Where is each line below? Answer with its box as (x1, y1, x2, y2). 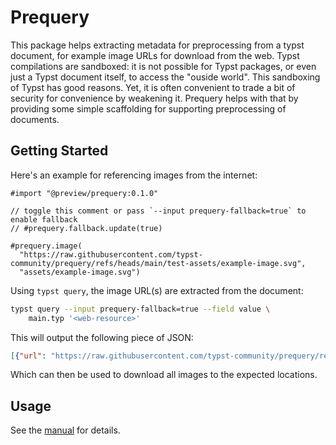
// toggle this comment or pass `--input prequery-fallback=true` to (10, 206, 307, 216)
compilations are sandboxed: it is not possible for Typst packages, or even (10, 60, 317, 72)
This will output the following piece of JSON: (10, 331, 194, 343)
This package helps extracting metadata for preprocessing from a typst (10, 39, 305, 51)
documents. (10, 113, 60, 125)
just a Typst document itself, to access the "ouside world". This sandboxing (10, 71, 321, 83)
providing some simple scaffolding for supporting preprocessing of (10, 102, 287, 115)
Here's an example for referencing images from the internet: (10, 169, 258, 181)
